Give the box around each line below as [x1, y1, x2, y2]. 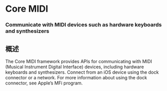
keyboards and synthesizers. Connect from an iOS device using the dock [5, 69, 159, 75]
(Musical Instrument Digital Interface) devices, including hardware [5, 64, 144, 70]
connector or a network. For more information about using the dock [5, 74, 147, 80]
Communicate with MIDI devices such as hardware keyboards [5, 21, 162, 28]
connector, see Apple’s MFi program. [5, 80, 83, 86]
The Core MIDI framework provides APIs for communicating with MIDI [5, 58, 152, 64]
